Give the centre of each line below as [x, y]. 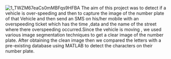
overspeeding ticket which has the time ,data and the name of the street [81, 24]
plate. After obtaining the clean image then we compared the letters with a [83, 40]
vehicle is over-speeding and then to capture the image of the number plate [85, 13]
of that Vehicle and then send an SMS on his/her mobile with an [72, 19]
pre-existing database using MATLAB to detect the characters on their [79, 46]
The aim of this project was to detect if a [124, 8]
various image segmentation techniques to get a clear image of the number [84, 35]
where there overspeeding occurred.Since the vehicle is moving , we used [83, 29]
